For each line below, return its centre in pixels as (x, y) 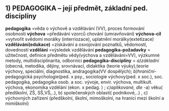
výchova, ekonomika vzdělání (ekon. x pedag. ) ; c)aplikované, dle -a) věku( (84, 87)
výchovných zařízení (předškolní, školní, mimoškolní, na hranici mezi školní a (85, 98)
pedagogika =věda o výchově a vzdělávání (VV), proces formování (75, 28)
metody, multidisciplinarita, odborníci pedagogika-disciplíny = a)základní (82, 61)
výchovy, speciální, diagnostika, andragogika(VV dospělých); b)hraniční (80, 71)
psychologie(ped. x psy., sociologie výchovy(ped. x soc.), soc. (98, 76)
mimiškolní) (17, 103)
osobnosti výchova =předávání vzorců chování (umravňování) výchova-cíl (83, 34)
